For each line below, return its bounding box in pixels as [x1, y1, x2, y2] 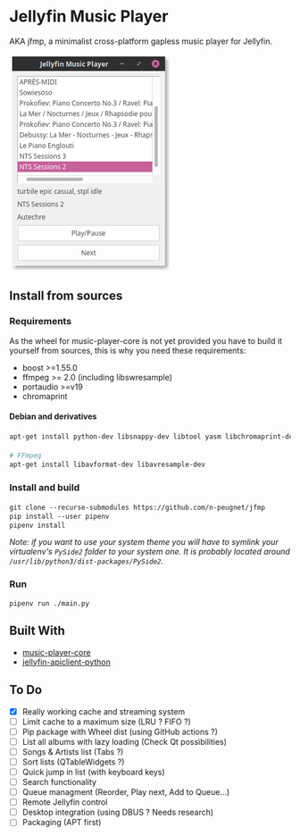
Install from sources [9, 288, 123, 304]
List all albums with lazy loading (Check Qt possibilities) [21, 736, 228, 747]
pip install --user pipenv [9, 512, 110, 521]
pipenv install [9, 521, 66, 530]
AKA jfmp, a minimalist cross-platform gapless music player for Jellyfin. [9, 36, 272, 46]
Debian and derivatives [9, 411, 97, 422]
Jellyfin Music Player [9, 6, 169, 27]
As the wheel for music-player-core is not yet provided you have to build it [9, 335, 283, 346]
